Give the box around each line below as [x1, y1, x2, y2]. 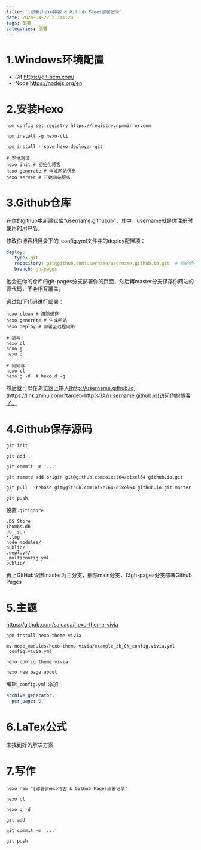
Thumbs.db [6, 524, 31, 530]
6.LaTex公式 [6, 720, 67, 734]
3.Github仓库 [6, 196, 72, 210]
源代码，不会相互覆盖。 [6, 285, 64, 292]
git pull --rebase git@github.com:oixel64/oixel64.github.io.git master [6, 485, 191, 491]
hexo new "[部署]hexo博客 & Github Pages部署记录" [6, 786, 128, 792]
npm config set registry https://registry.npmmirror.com [6, 123, 151, 129]
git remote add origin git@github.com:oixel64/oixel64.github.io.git [6, 474, 184, 480]
